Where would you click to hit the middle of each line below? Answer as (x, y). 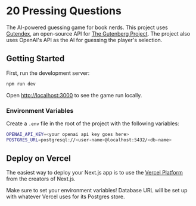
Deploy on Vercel (39, 159)
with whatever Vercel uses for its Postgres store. (66, 197)
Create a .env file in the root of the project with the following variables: (93, 123)
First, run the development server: (48, 73)
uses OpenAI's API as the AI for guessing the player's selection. (84, 40)
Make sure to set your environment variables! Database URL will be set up (97, 191)
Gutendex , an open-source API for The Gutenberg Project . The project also (98, 33)
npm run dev (21, 84)
